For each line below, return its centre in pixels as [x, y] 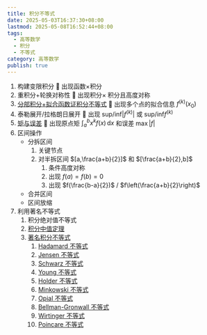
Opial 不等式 [56, 298]
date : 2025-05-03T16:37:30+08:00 [56, 20]
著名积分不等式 [49, 237]
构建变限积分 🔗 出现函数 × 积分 [60, 86]
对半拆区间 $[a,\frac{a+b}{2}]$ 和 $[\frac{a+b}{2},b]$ [115, 159]
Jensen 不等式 [59, 255]
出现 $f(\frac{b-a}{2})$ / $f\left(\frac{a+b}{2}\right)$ [124, 185]
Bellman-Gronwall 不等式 [74, 307]
